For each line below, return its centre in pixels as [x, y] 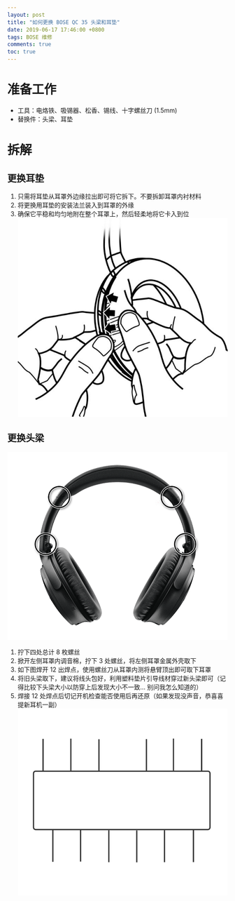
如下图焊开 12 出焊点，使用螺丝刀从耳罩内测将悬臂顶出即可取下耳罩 [114, 669]
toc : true [22, 52]
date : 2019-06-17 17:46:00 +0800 [56, 29]
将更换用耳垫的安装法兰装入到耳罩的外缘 [76, 205]
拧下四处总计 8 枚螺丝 [49, 652]
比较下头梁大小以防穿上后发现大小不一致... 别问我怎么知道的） [113, 687]
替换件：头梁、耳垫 [45, 119]
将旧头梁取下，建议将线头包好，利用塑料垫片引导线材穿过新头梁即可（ [119, 678]
